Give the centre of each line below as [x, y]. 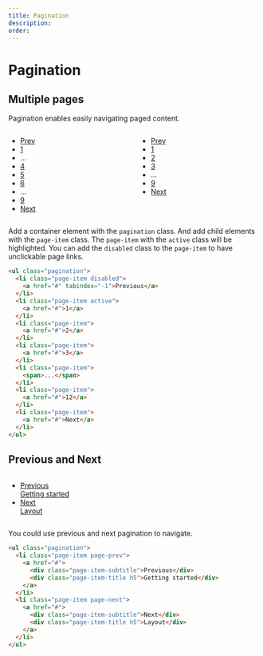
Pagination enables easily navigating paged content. [94, 119]
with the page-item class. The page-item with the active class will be [120, 239]
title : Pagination [39, 16]
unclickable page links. [46, 257]
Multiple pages [46, 99]
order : [19, 30]
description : [30, 23]
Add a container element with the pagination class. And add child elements [132, 231]
